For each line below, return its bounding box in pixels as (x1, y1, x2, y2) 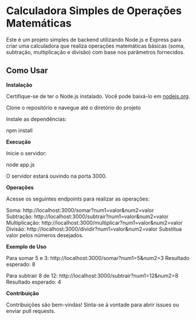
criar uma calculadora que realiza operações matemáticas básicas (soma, (6, 42, 185, 49)
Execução (6, 138, 31, 145)
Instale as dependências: (6, 115, 67, 122)
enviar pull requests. (6, 307, 56, 314)
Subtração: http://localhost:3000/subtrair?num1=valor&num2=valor (6, 213, 169, 220)
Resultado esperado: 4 (6, 278, 62, 285)
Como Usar (6, 66, 48, 76)
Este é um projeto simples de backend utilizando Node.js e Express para (6, 36, 181, 43)
